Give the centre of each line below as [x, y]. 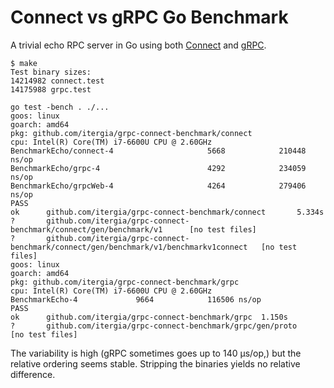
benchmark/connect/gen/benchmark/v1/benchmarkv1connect [129, 247]
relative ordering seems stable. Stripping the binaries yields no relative [155, 363]
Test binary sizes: [51, 72]
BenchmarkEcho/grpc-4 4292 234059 [158, 168]
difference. [33, 374]
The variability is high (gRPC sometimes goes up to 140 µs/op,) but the [156, 353]
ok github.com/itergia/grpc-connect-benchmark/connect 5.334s [167, 212]
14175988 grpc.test [51, 89]
